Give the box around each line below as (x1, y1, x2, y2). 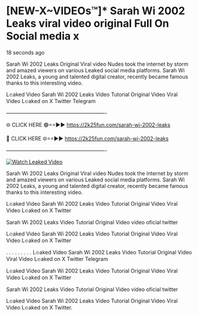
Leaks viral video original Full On (6, 17, 170, 30)
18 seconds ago (6, 49, 45, 56)
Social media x (6, 30, 79, 43)
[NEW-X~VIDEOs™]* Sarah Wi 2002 (6, 4, 186, 18)
